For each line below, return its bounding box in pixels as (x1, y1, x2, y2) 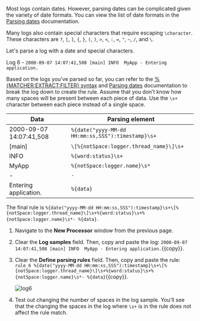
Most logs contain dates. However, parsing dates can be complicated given (6, 5, 191, 12)
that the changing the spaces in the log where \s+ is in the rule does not (14, 303, 192, 310)
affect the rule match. (14, 309, 68, 316)
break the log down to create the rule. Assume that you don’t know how (6, 88, 182, 95)
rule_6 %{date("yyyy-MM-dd (14, 263, 82, 268)
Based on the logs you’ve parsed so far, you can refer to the (6, 76, 154, 82)
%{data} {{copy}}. (87, 273, 129, 280)
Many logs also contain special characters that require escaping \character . (6, 29, 193, 36)
